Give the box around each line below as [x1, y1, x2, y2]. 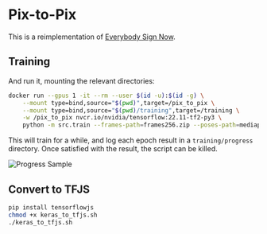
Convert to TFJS [8, 182, 90, 196]
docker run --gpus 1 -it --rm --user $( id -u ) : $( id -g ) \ [8, 92, 204, 99]
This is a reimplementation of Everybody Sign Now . [8, 32, 176, 41]
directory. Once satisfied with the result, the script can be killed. [8, 144, 218, 154]
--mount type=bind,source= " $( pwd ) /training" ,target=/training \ [22, 106, 240, 115]
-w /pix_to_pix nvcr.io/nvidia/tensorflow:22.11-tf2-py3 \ [22, 114, 222, 122]
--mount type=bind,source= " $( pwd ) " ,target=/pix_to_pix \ [22, 99, 215, 107]
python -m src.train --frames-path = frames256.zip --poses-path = [22, 121, 240, 129]
